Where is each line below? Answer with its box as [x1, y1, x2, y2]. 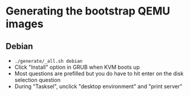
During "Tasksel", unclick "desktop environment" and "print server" [14, 83, 183, 90]
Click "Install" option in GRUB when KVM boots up [14, 63, 140, 71]
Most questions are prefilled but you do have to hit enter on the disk [14, 70, 184, 77]
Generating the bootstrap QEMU [5, 4, 171, 18]
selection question [14, 77, 61, 83]
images [5, 17, 44, 31]
